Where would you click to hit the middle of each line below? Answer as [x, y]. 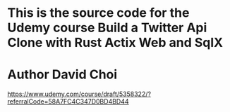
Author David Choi [62, 75]
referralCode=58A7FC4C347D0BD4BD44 [68, 101]
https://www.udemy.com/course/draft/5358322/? [79, 94]
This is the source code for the [98, 13]
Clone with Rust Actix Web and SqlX [115, 43]
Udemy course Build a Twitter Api [107, 28]
